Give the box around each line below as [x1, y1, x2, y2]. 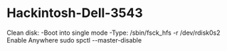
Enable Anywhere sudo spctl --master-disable [6, 35, 142, 44]
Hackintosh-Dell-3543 [6, 5, 143, 21]
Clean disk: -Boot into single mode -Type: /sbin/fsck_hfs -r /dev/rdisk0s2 [6, 28, 221, 37]
